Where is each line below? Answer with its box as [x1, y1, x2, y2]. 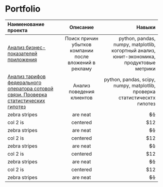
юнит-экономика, [113, 53, 156, 60]
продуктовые [124, 59, 156, 66]
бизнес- [26, 44, 46, 51]
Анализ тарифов [7, 73, 46, 80]
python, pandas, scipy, [104, 76, 156, 83]
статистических [7, 97, 45, 104]
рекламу [71, 65, 92, 72]
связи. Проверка [7, 91, 48, 98]
